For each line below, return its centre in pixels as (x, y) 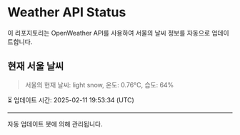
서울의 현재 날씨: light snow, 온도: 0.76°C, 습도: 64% (99, 85)
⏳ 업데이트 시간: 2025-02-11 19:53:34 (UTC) (71, 99)
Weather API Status (67, 12)
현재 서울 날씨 (36, 66)
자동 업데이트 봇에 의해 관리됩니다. (55, 124)
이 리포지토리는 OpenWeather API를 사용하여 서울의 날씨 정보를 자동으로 (109, 33)
